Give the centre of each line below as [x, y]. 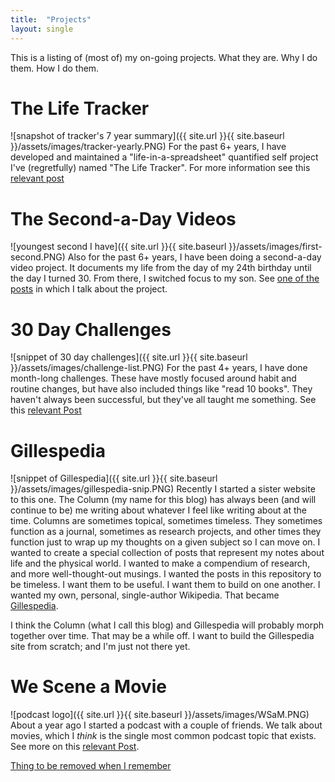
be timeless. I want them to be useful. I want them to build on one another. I [165, 585]
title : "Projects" [51, 19]
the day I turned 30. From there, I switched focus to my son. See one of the [165, 278]
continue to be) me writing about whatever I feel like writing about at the [158, 510]
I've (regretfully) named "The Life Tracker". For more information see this [160, 168]
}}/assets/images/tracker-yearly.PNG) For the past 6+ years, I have [148, 147]
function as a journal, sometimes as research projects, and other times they [166, 532]
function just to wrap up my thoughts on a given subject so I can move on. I [165, 542]
